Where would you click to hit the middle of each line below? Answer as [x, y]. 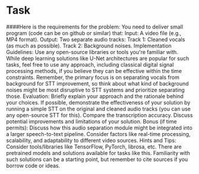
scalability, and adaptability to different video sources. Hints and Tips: [91, 140]
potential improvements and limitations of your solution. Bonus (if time [92, 121]
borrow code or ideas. [33, 165]
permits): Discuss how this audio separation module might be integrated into [99, 128]
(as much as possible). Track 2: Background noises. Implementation [89, 46]
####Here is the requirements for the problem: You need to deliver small [95, 27]
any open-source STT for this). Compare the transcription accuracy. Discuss [99, 115]
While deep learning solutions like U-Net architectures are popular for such [98, 58]
